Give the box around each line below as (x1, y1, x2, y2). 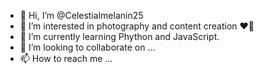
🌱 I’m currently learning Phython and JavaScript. (19, 31, 220, 42)
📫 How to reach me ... (19, 53, 113, 64)
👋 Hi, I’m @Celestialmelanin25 (19, 10, 144, 21)
